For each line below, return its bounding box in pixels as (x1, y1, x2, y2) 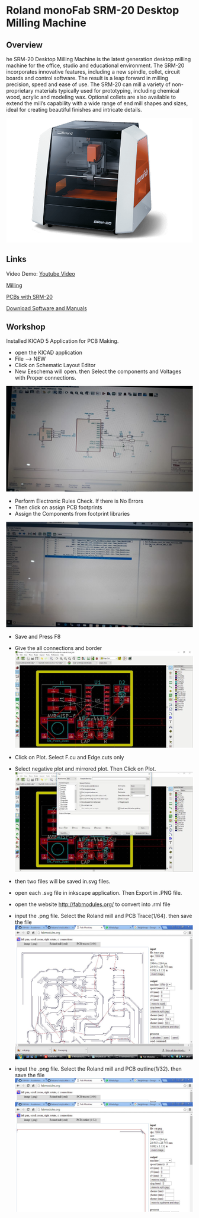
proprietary (6, 87, 34, 94)
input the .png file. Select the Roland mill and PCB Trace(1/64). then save (14, 913, 192, 920)
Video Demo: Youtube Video (6, 270, 75, 277)
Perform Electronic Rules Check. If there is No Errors (14, 497, 143, 504)
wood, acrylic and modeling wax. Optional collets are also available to (6, 93, 176, 100)
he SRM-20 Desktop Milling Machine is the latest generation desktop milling (6, 56, 191, 62)
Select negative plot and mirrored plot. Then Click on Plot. (14, 765, 156, 772)
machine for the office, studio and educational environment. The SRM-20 (6, 62, 185, 69)
